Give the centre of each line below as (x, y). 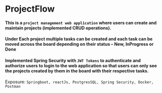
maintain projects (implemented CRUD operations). (58, 28)
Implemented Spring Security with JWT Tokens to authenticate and (73, 60)
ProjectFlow (30, 9)
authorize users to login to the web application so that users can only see (81, 65)
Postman (13, 86)
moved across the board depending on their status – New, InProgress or (80, 44)
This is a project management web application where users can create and (81, 22)
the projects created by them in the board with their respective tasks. (77, 71)
